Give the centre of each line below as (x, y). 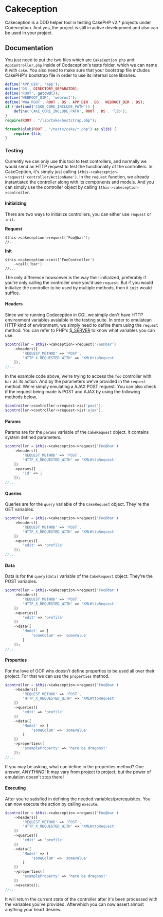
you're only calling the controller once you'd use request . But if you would (79, 282)
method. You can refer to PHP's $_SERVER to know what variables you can (80, 330)
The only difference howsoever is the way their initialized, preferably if (76, 277)
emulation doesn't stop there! (35, 777)
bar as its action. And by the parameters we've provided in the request (76, 381)
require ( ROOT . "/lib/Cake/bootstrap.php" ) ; (51, 120)
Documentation (29, 48)
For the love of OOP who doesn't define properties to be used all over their (80, 671)
